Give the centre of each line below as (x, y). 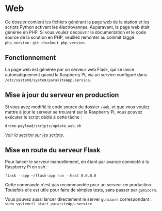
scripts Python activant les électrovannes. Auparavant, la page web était (77, 27)
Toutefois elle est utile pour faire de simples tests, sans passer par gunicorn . (81, 190)
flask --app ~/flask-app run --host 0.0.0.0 (51, 176)
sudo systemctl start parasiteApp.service (49, 204)
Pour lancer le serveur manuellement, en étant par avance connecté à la (77, 162)
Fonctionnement (31, 58)
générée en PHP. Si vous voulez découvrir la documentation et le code (76, 32)
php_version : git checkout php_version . (46, 42)
